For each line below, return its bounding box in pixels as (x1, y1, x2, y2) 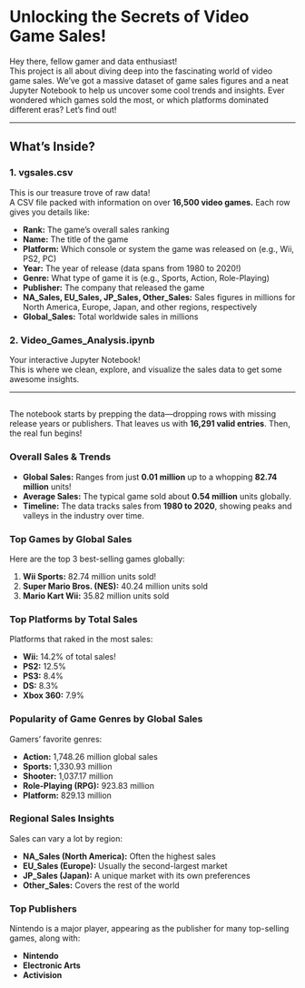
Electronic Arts (22, 960, 82, 971)
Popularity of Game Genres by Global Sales (9, 712, 203, 725)
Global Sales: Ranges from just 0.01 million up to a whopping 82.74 (22, 471, 278, 482)
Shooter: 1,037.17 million (22, 771, 113, 781)
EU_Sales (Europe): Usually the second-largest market (22, 860, 229, 871)
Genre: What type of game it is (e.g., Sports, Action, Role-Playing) (22, 272, 271, 283)
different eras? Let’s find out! (9, 104, 117, 115)
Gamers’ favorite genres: (9, 733, 103, 744)
